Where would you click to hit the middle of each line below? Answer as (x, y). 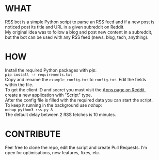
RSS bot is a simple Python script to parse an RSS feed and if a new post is (80, 22)
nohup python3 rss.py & (29, 110)
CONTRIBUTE (33, 134)
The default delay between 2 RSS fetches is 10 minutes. (61, 115)
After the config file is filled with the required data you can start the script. (79, 100)
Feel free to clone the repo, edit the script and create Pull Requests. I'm (76, 147)
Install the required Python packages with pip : (51, 70)
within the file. (19, 85)
